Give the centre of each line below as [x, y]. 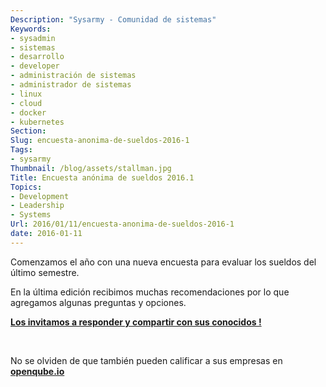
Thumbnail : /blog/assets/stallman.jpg [91, 168]
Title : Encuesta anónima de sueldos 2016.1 [102, 177]
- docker [28, 112]
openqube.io [37, 371]
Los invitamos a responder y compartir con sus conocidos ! [136, 322]
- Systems [31, 215]
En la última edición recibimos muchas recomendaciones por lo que [150, 292]
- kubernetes [37, 122]
